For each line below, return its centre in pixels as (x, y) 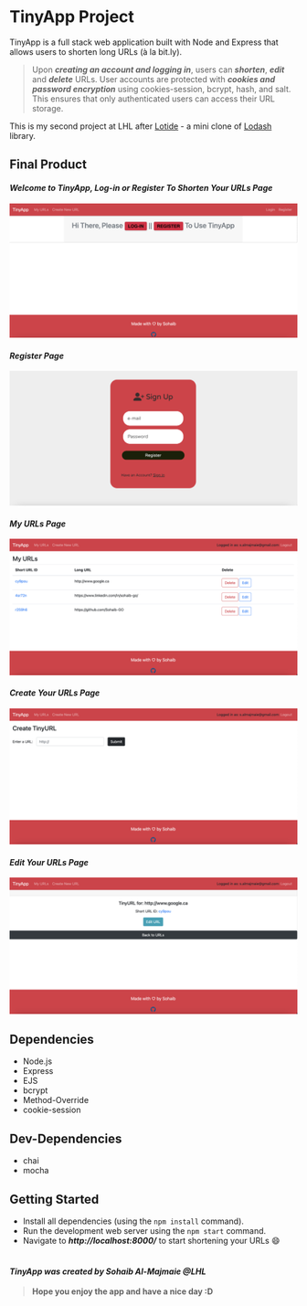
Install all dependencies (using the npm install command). (133, 1221)
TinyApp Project (72, 17)
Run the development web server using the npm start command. (144, 1230)
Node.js (37, 1061)
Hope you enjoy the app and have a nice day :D (122, 1291)
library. (23, 135)
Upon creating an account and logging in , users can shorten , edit (158, 69)
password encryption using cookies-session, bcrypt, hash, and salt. (161, 89)
